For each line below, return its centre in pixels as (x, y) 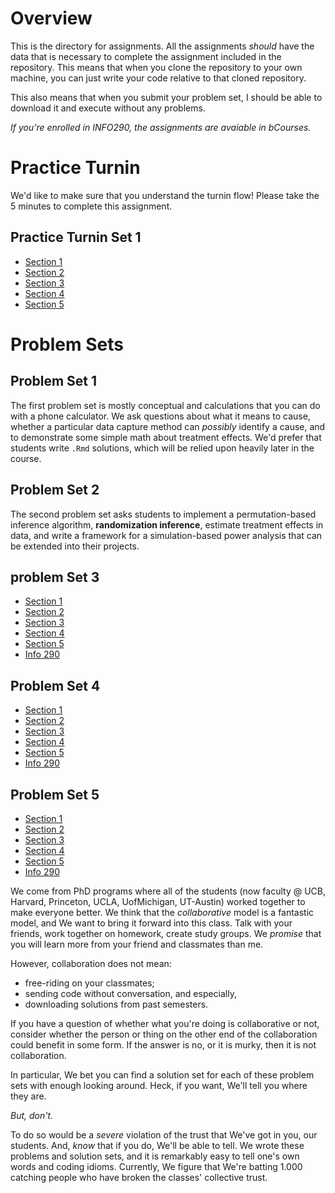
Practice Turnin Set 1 (76, 237)
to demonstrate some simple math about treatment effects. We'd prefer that (166, 437)
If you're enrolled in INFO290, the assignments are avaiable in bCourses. (161, 127)
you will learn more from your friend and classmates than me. (137, 944)
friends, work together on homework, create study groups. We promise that (166, 933)
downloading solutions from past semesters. (116, 1004)
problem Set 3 (55, 577)
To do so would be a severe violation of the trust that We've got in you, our (164, 1134)
